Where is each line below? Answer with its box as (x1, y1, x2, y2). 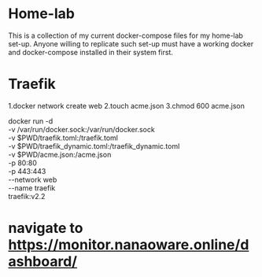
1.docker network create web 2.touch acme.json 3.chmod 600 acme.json (8, 101, 245, 110)
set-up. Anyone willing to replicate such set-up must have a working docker (8, 39, 254, 48)
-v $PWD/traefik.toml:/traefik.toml (8, 133, 118, 142)
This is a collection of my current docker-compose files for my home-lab (8, 31, 244, 40)
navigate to (8, 220, 83, 237)
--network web (8, 175, 57, 184)
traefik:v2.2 (8, 191, 46, 201)
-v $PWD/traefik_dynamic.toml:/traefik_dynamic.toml (8, 141, 180, 150)
